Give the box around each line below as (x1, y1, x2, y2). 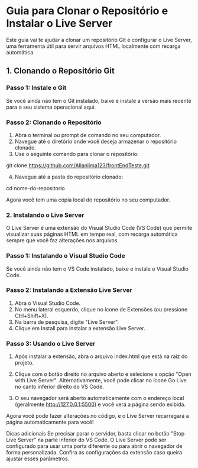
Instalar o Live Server (6, 17, 113, 30)
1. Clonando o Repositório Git (6, 66, 115, 76)
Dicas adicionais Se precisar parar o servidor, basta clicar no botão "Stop (6, 430, 185, 437)
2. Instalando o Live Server (6, 211, 85, 219)
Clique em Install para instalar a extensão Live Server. (14, 324, 146, 331)
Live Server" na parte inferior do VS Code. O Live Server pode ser (6, 436, 167, 444)
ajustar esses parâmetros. (6, 455, 70, 462)
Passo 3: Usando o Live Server (6, 339, 96, 347)
